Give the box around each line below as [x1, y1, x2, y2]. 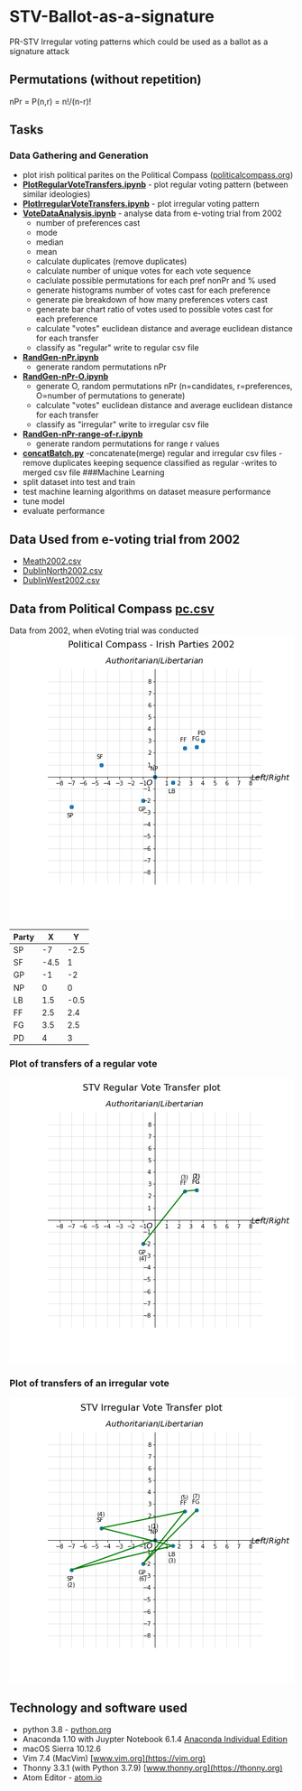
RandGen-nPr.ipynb [22, 352, 99, 363]
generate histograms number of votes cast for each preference [35, 285, 270, 295]
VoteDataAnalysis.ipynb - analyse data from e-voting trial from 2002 [22, 208, 282, 219]
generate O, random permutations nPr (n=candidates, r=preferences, [35, 381, 293, 392]
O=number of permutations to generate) [35, 390, 186, 401]
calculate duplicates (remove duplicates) [35, 256, 188, 267]
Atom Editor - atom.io [22, 1772, 102, 1783]
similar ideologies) [22, 189, 91, 200]
